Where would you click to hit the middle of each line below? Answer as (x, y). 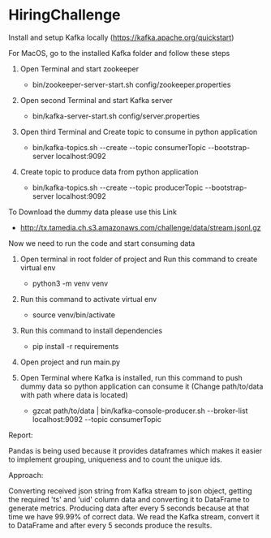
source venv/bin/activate (74, 315)
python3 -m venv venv (70, 283)
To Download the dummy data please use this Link (92, 212)
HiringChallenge (65, 15)
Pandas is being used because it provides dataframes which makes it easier (135, 450)
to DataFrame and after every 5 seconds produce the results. (110, 525)
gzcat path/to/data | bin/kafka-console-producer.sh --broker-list (140, 411)
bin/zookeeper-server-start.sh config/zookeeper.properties (131, 84)
